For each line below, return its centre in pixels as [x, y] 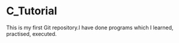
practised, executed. [31, 33]
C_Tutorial [32, 11]
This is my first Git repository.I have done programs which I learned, [90, 27]
